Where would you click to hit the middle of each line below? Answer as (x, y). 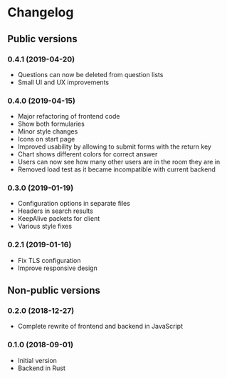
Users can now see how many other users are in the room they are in (119, 162)
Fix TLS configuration (49, 260)
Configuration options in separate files (74, 204)
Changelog (41, 13)
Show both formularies (51, 124)
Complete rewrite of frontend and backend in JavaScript (100, 327)
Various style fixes (45, 227)
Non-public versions (54, 290)
